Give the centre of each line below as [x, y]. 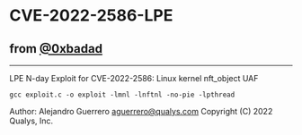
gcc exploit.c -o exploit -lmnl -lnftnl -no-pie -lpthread [122, 95]
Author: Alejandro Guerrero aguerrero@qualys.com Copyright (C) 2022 [141, 111]
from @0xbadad [56, 49]
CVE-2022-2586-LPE [91, 16]
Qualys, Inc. [31, 121]
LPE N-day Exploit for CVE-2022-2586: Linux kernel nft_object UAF [134, 78]
